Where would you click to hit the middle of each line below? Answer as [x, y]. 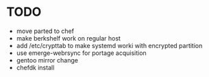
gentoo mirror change [47, 60]
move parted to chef [45, 31]
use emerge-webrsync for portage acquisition [81, 53]
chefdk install [35, 67]
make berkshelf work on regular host [69, 38]
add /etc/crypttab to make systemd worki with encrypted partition [109, 45]
